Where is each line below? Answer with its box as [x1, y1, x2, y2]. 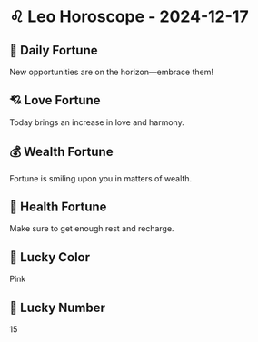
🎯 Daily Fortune [9, 43, 98, 58]
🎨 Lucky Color [9, 249, 91, 265]
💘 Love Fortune [9, 93, 101, 108]
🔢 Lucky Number [9, 299, 106, 315]
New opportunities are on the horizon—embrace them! [9, 66, 214, 77]
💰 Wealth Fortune [9, 144, 114, 160]
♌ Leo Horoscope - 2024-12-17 [9, 6, 249, 27]
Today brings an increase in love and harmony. [9, 116, 184, 128]
